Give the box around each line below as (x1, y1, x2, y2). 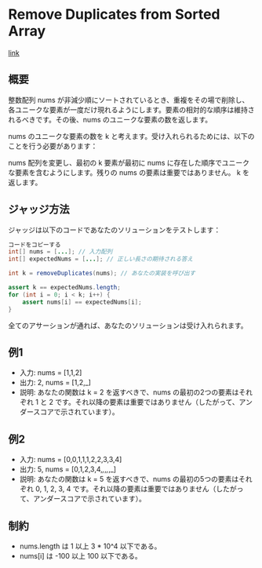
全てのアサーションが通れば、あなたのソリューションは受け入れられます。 (8, 320, 249, 330)
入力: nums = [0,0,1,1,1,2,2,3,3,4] (19, 455, 122, 464)
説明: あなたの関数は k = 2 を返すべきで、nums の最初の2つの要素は (19, 388, 239, 397)
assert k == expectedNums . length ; (8, 284, 122, 292)
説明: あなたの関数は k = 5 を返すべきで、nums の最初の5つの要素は (19, 475, 239, 484)
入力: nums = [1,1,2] (19, 368, 82, 377)
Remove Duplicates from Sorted (8, 5, 220, 24)
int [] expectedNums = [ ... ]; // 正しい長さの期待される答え (8, 255, 194, 264)
